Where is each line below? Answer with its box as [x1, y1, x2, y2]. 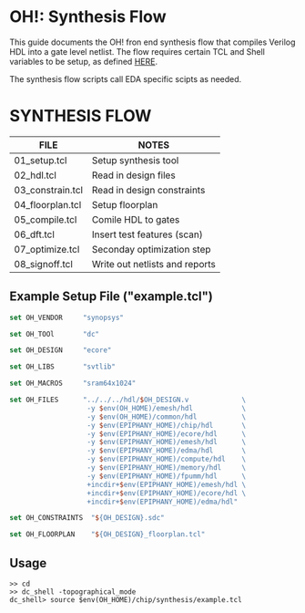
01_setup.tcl [14, 153, 67, 166]
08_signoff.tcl [14, 257, 73, 270]
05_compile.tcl [14, 213, 77, 225]
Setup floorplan [91, 198, 158, 211]
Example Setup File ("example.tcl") [9, 289, 214, 305]
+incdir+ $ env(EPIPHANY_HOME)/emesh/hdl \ [86, 480, 247, 489]
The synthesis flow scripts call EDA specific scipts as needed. [9, 73, 242, 84]
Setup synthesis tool [91, 153, 179, 166]
